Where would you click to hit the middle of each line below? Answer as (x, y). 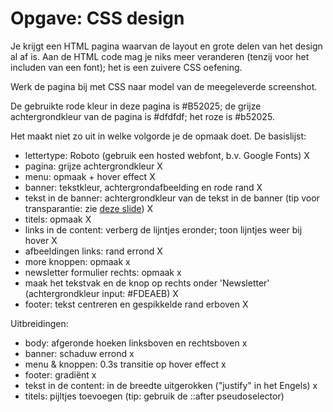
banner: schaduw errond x (79, 353)
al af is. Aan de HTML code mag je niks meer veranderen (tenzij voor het (160, 56)
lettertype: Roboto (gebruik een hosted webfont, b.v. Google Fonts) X (167, 155)
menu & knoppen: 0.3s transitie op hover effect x (125, 364)
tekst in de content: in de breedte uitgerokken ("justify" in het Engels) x (171, 385)
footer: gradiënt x (60, 374)
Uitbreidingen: (39, 323)
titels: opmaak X (58, 219)
